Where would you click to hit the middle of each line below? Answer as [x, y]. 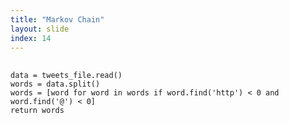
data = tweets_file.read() [66, 76]
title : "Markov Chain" [57, 19]
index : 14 [31, 38]
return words [37, 111]
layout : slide [40, 29]
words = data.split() [55, 84]
